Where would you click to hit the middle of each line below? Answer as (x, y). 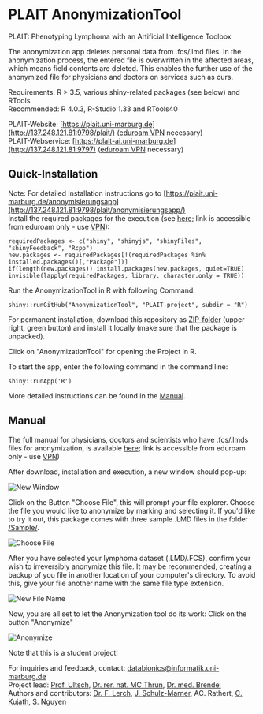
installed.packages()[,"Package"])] (68, 262)
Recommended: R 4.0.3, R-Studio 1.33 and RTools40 (93, 109)
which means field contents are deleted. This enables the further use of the (130, 68)
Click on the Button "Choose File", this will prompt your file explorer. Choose (132, 502)
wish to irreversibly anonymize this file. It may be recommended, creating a (130, 566)
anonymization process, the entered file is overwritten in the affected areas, (131, 60)
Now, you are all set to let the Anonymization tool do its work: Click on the (128, 614)
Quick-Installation (53, 174)
